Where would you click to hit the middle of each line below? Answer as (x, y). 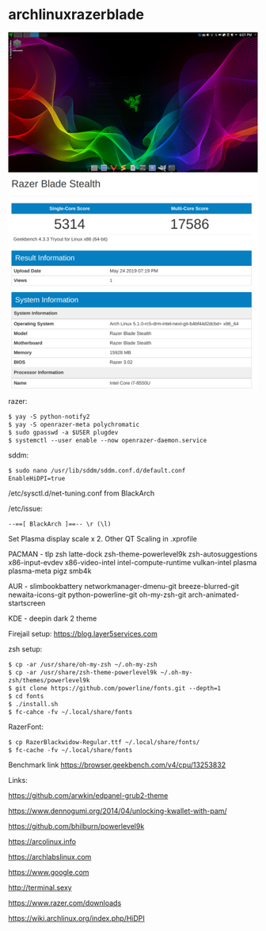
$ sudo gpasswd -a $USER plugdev (63, 433)
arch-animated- (214, 595)
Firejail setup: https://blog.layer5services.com (83, 634)
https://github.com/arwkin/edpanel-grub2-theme (88, 796)
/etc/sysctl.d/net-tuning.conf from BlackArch (82, 493)
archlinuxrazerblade (76, 15)
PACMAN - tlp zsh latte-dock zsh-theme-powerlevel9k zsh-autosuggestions (133, 554)
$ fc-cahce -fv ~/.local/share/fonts (70, 712)
